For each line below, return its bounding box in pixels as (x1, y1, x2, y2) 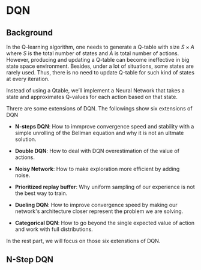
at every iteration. (6, 76, 50, 82)
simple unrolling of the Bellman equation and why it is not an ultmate (14, 130, 184, 136)
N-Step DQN (6, 254, 54, 265)
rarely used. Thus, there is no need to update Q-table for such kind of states (6, 69, 195, 76)
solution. (14, 136, 37, 143)
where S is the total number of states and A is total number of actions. (6, 50, 179, 57)
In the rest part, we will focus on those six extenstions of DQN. (6, 238, 161, 244)
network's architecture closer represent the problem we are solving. (14, 208, 184, 215)
